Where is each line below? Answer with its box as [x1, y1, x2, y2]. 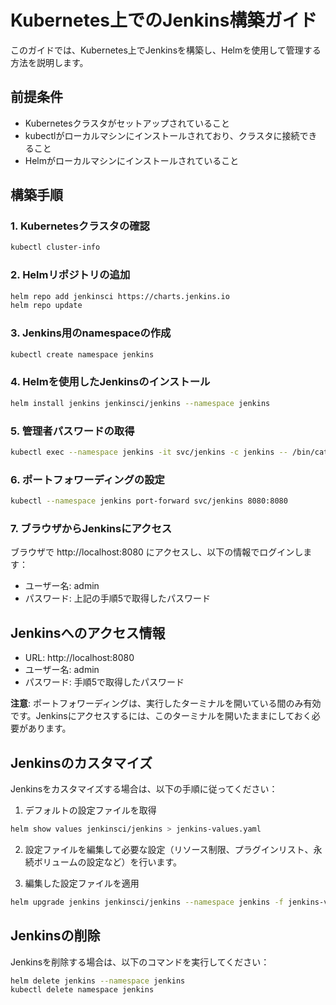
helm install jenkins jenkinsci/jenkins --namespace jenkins [10, 398, 271, 408]
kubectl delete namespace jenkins [10, 985, 155, 995]
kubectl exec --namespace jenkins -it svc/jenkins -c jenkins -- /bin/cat [10, 447, 329, 457]
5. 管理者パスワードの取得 [10, 424, 135, 438]
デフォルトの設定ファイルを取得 [24, 804, 157, 816]
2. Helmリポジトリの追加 [10, 268, 131, 282]
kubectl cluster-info [10, 242, 101, 253]
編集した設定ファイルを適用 [24, 877, 140, 889]
